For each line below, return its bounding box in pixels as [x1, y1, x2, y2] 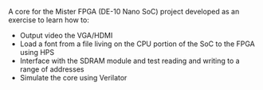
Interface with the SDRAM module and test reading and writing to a [19, 56, 241, 65]
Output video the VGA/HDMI [19, 31, 113, 40]
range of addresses [19, 65, 84, 74]
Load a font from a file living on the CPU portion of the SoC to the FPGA [19, 39, 255, 49]
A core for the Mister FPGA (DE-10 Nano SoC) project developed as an [8, 7, 240, 16]
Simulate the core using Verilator [19, 73, 128, 82]
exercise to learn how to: [8, 15, 89, 25]
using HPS [19, 48, 54, 57]
